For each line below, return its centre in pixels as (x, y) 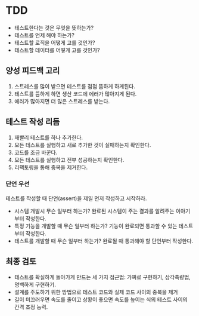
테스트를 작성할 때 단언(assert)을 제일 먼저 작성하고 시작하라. (76, 198)
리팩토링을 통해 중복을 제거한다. (51, 167)
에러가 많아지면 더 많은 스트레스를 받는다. (62, 101)
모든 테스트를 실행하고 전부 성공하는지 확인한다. (69, 159)
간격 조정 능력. (31, 307)
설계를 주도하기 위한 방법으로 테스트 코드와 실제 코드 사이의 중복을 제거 (96, 292)
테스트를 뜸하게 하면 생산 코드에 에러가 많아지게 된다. (75, 94)
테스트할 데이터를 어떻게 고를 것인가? (57, 50)
